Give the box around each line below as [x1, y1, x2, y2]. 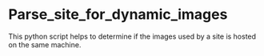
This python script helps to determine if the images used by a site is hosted [8, 32, 257, 41]
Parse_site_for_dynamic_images [8, 6, 228, 24]
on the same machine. [8, 39, 82, 49]
